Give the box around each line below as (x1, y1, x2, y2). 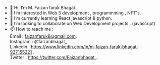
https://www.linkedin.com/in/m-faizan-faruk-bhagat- (31, 44, 139, 50)
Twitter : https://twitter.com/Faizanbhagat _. (9, 55, 98, 60)
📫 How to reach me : (9, 26, 53, 32)
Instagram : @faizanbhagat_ (9, 39, 67, 44)
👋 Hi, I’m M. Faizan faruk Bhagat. (9, 5, 77, 10)
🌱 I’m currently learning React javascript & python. (9, 15, 112, 21)
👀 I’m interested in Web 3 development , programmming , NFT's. (9, 10, 141, 16)
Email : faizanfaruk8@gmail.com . (9, 33, 77, 39)
